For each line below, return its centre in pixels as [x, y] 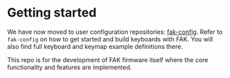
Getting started [52, 13]
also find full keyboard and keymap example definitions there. [95, 46]
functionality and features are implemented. [70, 67]
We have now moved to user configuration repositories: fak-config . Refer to [115, 32]
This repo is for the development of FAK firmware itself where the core [108, 59]
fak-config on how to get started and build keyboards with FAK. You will [110, 39]
